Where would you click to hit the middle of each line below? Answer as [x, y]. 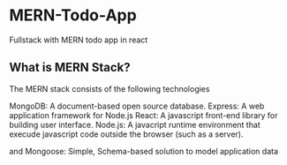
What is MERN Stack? [70, 67]
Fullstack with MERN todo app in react [79, 40]
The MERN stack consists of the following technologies [110, 88]
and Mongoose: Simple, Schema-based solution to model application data [144, 151]
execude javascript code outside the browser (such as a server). [127, 134]
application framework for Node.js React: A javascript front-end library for [143, 115]
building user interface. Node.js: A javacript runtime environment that [135, 124]
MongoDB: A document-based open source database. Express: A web [137, 106]
